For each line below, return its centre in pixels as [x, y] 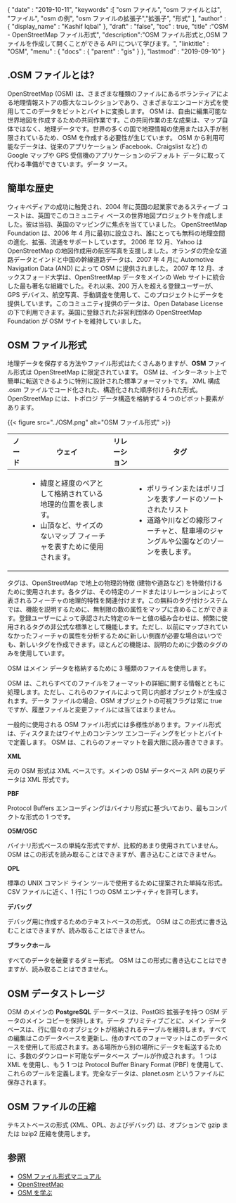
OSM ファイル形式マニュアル [59, 1176]
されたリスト [168, 510]
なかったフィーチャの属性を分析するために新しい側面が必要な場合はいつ [112, 636]
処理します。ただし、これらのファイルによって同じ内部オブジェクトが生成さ [118, 692]
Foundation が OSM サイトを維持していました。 [76, 321]
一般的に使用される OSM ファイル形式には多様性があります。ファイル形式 [114, 725]
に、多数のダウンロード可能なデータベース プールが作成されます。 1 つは [112, 1056]
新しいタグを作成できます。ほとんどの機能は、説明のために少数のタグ [120, 645]
